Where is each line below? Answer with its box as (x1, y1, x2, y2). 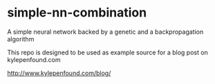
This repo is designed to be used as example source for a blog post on (7, 48, 209, 56)
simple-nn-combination (7, 5, 147, 21)
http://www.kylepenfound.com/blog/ (7, 69, 111, 77)
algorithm (7, 34, 35, 43)
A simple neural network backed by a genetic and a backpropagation (7, 28, 204, 36)
